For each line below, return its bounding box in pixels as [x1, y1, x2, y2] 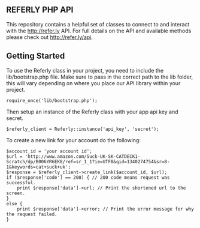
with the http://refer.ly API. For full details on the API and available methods [6, 27, 192, 34]
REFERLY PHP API [6, 5, 74, 15]
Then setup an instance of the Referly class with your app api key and [6, 108, 178, 115]
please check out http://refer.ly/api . [6, 33, 93, 41]
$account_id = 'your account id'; [6, 148, 93, 154]
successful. [6, 179, 36, 185]
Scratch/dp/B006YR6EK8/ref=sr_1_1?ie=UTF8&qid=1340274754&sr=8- [6, 158, 170, 164]
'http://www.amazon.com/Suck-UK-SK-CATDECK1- [25, 153, 141, 160]
